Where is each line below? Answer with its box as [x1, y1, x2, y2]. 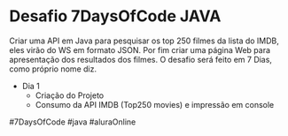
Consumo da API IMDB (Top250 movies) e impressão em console [35, 99, 275, 110]
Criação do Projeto [35, 90, 105, 101]
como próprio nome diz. [9, 64, 97, 74]
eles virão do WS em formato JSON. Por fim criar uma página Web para [9, 44, 271, 55]
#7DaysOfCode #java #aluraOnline [9, 117, 136, 127]
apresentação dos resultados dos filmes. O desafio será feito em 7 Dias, [9, 54, 273, 64]
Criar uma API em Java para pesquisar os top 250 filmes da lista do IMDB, [9, 35, 279, 46]
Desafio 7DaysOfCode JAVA [9, 6, 222, 26]
